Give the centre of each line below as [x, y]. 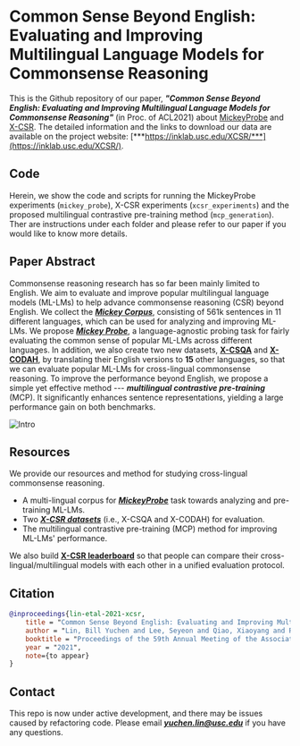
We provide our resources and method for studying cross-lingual [129, 474]
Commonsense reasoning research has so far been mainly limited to [135, 283]
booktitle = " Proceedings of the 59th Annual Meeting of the [141, 639]
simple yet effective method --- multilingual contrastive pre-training [137, 387]
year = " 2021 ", [54, 647]
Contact [32, 692]
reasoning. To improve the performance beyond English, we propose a [139, 378]
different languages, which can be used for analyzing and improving [135, 321]
